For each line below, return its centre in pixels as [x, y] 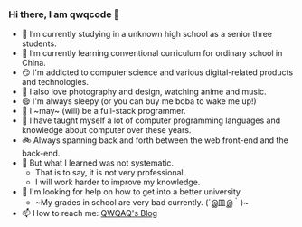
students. [39, 43]
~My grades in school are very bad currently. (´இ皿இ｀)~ [142, 203]
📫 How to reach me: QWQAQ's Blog [90, 213]
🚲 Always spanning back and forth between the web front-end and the [155, 140]
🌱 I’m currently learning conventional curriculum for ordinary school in [152, 53]
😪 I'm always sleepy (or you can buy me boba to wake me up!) [139, 101]
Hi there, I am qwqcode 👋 [64, 14]
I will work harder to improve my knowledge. [118, 182]
